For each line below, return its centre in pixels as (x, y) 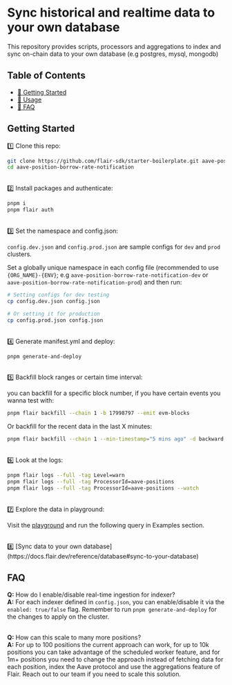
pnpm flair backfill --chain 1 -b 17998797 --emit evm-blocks (98, 413)
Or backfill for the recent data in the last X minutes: (80, 427)
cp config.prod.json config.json (55, 320)
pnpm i (17, 204)
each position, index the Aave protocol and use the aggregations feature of (114, 666)
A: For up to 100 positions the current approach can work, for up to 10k (108, 644)
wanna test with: (30, 401)
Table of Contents (47, 76)
